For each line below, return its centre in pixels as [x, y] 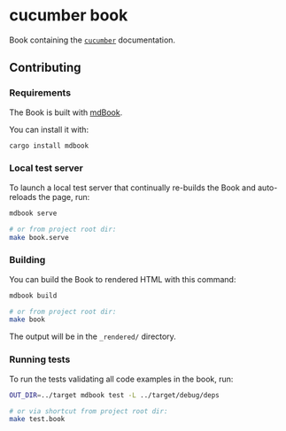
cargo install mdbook [49, 146]
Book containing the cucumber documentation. [92, 40]
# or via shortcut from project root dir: [89, 411]
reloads [23, 196]
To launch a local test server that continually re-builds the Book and [133, 188]
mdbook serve [33, 213]
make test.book [37, 419]
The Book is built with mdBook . [66, 112]
